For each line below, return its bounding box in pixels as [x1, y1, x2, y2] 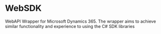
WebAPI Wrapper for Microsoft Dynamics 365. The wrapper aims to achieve [5, 18, 156, 24]
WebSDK [5, 3, 42, 14]
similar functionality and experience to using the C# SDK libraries [5, 23, 135, 29]
